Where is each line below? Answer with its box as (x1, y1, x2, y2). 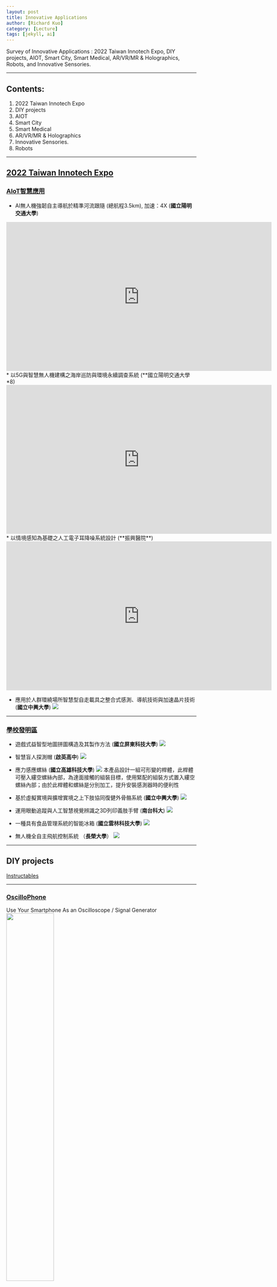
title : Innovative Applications (6, 14, 88, 21)
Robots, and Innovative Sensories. (6, 61, 91, 68)
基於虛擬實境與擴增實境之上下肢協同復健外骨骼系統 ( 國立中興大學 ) (14, 794, 179, 801)
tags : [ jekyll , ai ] (6, 31, 56, 37)
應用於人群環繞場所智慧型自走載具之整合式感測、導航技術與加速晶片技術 (14, 696, 195, 703)
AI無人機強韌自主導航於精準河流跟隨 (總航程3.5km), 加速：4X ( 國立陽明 (14, 202, 192, 209)
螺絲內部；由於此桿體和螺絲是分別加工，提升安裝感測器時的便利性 (14, 781, 179, 788)
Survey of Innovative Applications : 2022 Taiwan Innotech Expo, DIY (6, 48, 176, 55)
